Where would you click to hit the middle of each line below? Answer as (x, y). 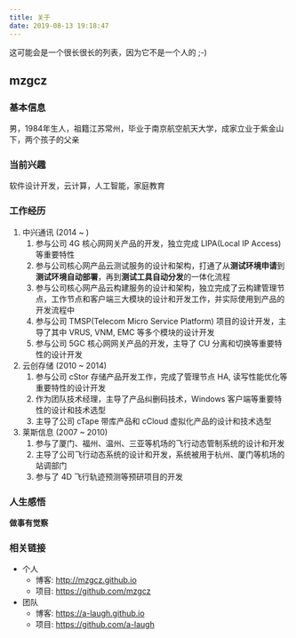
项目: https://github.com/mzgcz (93, 591)
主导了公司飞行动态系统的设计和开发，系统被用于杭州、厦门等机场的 (160, 454)
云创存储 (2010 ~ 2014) (64, 365)
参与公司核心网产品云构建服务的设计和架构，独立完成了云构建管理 (156, 287)
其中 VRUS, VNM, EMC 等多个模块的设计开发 (133, 332)
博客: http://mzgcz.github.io (86, 580)
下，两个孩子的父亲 (44, 140)
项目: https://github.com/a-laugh (95, 625)
